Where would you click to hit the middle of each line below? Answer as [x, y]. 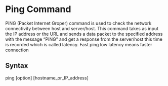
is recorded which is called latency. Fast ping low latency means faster [79, 44]
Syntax [17, 66]
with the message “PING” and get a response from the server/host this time [84, 39]
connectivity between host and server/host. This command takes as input [82, 28]
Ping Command [38, 9]
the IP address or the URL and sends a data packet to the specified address [84, 34]
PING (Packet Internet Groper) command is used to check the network [78, 23]
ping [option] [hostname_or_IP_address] [47, 78]
